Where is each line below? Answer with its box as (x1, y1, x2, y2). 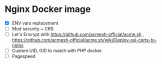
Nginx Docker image (4, 3, 91, 15)
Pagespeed (11, 53, 36, 59)
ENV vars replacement (11, 20, 58, 26)
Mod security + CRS (11, 26, 54, 31)
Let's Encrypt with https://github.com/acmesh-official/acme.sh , (11, 31, 144, 37)
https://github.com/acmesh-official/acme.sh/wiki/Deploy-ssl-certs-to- (11, 37, 157, 43)
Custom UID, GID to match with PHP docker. (11, 47, 103, 53)
